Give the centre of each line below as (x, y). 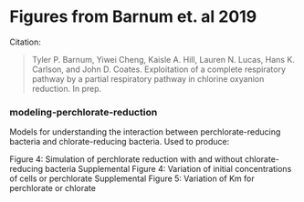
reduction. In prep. (67, 88)
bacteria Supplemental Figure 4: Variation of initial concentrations (168, 169)
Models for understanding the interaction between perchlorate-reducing (145, 132)
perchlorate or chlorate (52, 188)
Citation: (25, 42)
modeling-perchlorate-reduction (84, 112)
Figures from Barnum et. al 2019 (133, 17)
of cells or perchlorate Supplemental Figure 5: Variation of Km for (132, 178)
